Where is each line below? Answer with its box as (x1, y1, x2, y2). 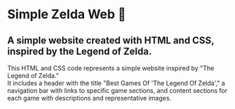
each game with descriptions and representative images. (7, 94, 172, 102)
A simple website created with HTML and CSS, (7, 34, 215, 46)
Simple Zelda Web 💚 (7, 6, 126, 23)
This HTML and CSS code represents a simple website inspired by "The (7, 64, 215, 72)
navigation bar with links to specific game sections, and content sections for (7, 86, 228, 94)
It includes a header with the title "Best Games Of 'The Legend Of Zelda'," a (7, 79, 226, 87)
